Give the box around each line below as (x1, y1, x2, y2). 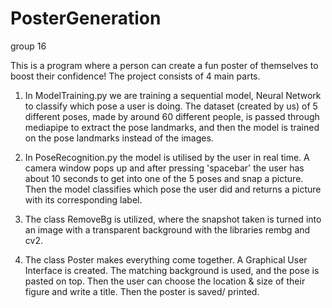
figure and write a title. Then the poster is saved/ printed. (24, 285, 260, 297)
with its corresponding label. (24, 193, 143, 206)
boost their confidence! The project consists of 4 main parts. (10, 70, 261, 82)
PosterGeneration (10, 7, 162, 30)
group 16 (10, 40, 47, 52)
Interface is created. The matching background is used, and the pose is (24, 264, 320, 276)
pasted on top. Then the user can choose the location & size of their (24, 275, 306, 287)
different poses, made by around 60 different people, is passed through (24, 110, 320, 122)
